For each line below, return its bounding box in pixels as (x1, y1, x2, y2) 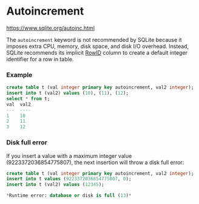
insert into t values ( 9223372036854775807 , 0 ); (6, 176, 132, 182)
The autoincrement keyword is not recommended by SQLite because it (6, 36, 182, 43)
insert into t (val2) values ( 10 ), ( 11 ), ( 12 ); (6, 90, 129, 97)
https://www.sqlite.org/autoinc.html (6, 24, 95, 32)
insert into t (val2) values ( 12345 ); (6, 182, 104, 188)
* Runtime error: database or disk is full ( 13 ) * (6, 192, 132, 199)
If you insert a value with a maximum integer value (6, 152, 132, 159)
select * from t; (6, 95, 50, 101)
